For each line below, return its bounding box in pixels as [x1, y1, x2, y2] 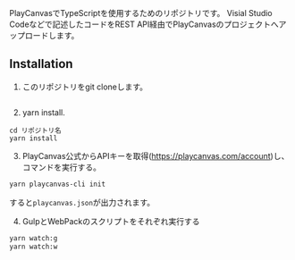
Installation [9, 56, 73, 71]
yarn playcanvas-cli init [9, 180, 105, 189]
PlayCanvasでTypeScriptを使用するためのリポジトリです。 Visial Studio [9, 8, 273, 18]
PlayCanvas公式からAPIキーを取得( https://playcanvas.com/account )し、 [21, 150, 290, 161]
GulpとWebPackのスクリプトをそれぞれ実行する [21, 215, 200, 226]
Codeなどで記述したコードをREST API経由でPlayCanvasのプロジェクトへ [9, 19, 279, 29]
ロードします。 [24, 30, 80, 40]
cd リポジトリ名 [9, 126, 62, 135]
